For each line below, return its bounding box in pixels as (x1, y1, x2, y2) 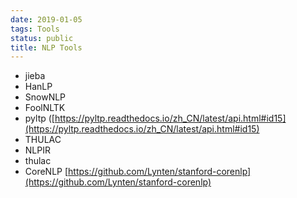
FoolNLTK (24, 102, 66, 114)
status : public (10, 33, 74, 43)
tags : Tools (10, 24, 60, 34)
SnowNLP (24, 91, 67, 103)
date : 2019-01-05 (10, 14, 83, 25)
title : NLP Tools (10, 42, 83, 53)
